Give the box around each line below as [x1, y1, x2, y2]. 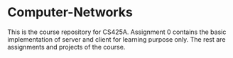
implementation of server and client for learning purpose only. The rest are [7, 35, 226, 43]
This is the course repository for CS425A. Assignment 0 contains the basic [7, 28, 227, 36]
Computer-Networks [7, 4, 133, 21]
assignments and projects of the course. [7, 42, 126, 51]
